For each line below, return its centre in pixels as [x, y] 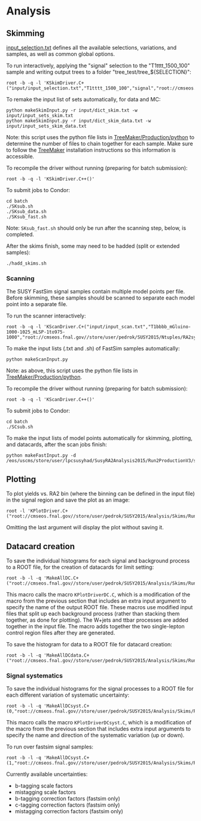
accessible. [20, 156]
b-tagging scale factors [44, 786]
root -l [16, 511]
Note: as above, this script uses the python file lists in [72, 371]
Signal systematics [34, 675]
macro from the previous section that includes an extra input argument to [96, 601]
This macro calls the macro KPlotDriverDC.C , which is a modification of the [98, 594]
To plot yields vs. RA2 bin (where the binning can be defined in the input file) [100, 494]
